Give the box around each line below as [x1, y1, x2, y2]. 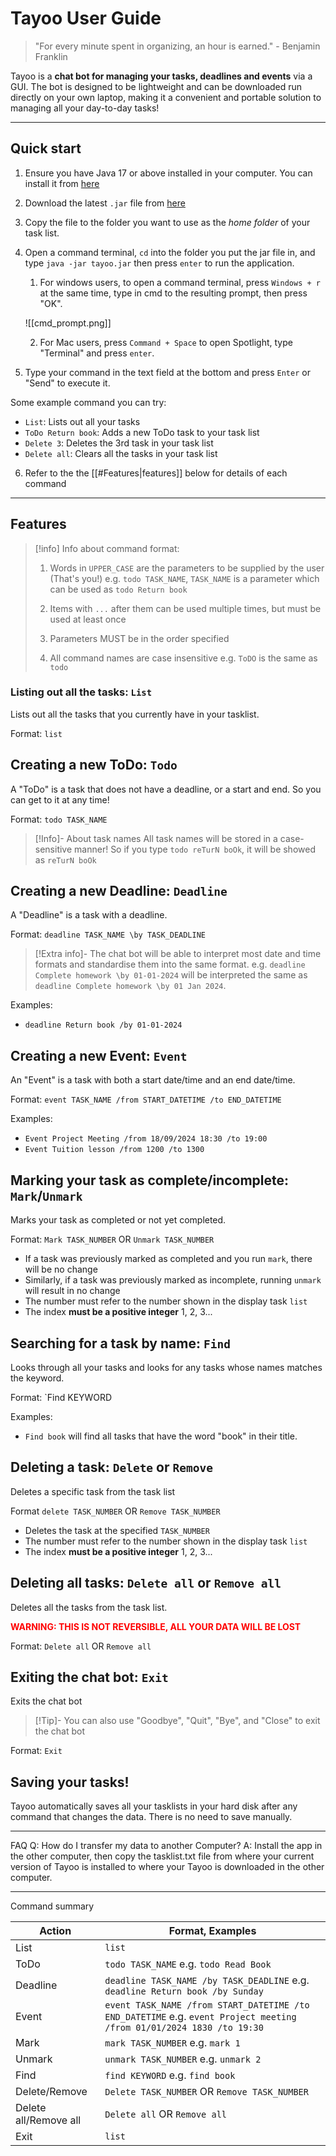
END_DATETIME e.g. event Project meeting [104, 2010, 297, 2024]
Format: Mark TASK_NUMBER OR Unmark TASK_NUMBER [10, 1233, 215, 1246]
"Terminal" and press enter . [39, 347, 155, 359]
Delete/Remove [15, 2085, 88, 2099]
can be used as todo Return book [49, 583, 188, 595]
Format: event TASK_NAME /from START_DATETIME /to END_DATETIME [10, 1093, 282, 1106]
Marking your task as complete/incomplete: [10, 1172, 289, 1189]
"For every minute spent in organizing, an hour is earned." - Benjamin [34, 40, 321, 52]
